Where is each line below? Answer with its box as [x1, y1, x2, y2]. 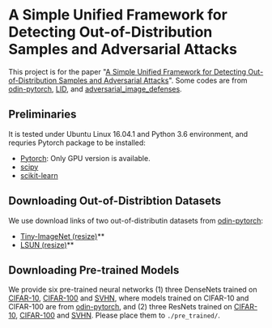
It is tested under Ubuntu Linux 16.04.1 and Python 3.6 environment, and [8, 129, 249, 138]
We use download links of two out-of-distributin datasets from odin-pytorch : [8, 215, 264, 225]
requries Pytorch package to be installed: [8, 138, 146, 147]
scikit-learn [19, 170, 58, 180]
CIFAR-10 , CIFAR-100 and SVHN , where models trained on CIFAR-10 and [8, 293, 249, 303]
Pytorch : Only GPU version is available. [19, 153, 151, 163]
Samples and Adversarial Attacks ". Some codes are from [58, 75, 249, 85]
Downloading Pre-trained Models [8, 263, 180, 277]
